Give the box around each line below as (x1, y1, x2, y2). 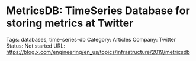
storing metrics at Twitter (6, 16, 134, 30)
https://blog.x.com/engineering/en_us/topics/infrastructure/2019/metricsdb (6, 48, 191, 55)
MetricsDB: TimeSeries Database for (6, 4, 191, 18)
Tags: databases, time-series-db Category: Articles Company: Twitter (6, 36, 176, 43)
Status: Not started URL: (6, 42, 66, 49)
